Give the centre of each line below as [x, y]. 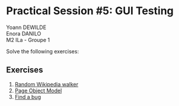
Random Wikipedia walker [47, 84]
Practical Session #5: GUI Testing [90, 11]
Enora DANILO [24, 33]
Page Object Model [38, 91]
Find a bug [28, 97]
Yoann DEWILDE [26, 27]
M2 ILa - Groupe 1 [28, 40]
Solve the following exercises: [42, 51]
